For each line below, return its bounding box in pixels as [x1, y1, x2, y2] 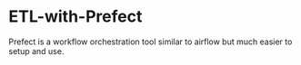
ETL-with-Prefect [8, 6, 143, 27]
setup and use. [8, 45, 65, 56]
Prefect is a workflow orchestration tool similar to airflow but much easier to [8, 36, 293, 47]
